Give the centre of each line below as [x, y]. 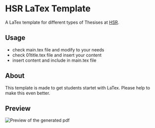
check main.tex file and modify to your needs [58, 49]
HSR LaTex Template [48, 9]
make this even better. [28, 93]
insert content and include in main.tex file [54, 60]
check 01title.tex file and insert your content [57, 55]
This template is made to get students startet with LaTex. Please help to [78, 87]
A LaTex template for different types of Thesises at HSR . [62, 22]
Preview [18, 108]
